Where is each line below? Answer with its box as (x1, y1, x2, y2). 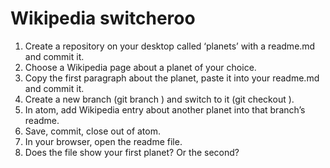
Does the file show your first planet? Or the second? (24, 146, 240, 158)
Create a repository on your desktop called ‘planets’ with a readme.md (24, 40, 316, 52)
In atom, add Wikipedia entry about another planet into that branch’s (24, 103, 306, 116)
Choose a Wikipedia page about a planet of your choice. (24, 61, 257, 73)
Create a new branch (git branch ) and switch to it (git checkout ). (24, 93, 295, 105)
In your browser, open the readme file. (24, 135, 183, 147)
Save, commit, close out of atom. (24, 125, 161, 137)
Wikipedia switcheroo (10, 7, 196, 30)
